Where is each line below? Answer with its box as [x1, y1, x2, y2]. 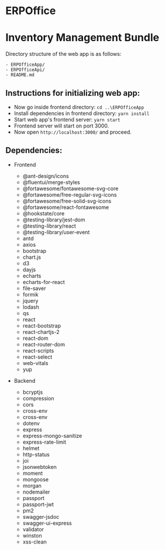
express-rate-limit [22, 438, 67, 446]
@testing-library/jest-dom [22, 216, 85, 223]
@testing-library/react [22, 222, 77, 230]
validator [22, 525, 44, 532]
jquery [22, 297, 39, 304]
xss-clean [22, 538, 47, 545]
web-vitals [22, 359, 49, 366]
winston [22, 532, 42, 539]
